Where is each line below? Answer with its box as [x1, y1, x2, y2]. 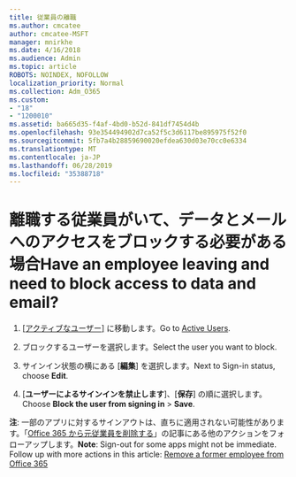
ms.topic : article [9, 63, 77, 72]
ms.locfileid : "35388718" [9, 169, 104, 178]
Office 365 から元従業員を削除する [27, 428, 155, 439]
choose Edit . [21, 371, 69, 381]
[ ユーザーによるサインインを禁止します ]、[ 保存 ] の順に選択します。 [21, 389, 268, 399]
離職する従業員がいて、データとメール [9, 210, 287, 230]
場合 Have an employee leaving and [9, 254, 269, 274]
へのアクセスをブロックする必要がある [9, 232, 287, 252]
